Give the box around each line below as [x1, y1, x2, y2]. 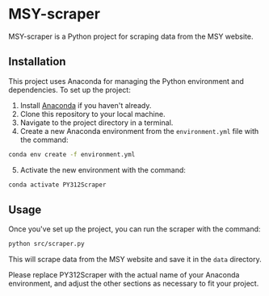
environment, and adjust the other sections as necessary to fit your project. [8, 279, 259, 289]
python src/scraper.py [8, 240, 85, 248]
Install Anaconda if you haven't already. [19, 100, 152, 110]
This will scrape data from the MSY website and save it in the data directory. [8, 255, 262, 265]
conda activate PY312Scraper [8, 181, 107, 189]
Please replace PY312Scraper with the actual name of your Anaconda [8, 270, 240, 280]
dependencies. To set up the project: [8, 85, 131, 94]
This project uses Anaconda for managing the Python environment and [8, 76, 245, 85]
